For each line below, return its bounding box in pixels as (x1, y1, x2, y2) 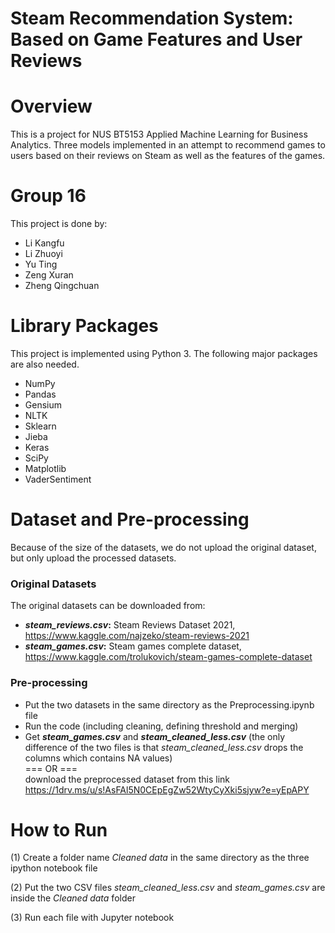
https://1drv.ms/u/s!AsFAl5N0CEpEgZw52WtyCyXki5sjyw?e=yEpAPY (24, 783, 310, 796)
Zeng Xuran (24, 269, 74, 281)
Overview (10, 95, 93, 118)
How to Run (10, 818, 108, 841)
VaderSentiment (24, 473, 92, 485)
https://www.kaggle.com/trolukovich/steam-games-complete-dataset (24, 651, 313, 663)
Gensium (24, 399, 62, 411)
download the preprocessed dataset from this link (24, 773, 231, 785)
